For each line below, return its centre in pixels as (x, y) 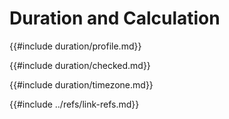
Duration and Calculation (115, 18)
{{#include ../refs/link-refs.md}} (74, 104)
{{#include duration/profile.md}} (75, 46)
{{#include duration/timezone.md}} (81, 84)
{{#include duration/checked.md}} (80, 65)
